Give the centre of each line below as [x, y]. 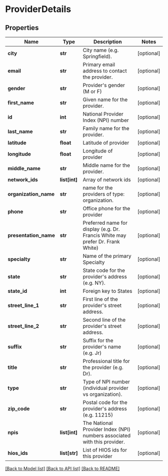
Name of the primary [107, 256]
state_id [17, 291]
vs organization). [102, 394]
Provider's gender [104, 85]
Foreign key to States [107, 291]
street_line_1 [23, 305]
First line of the [100, 299]
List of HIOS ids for [105, 450]
